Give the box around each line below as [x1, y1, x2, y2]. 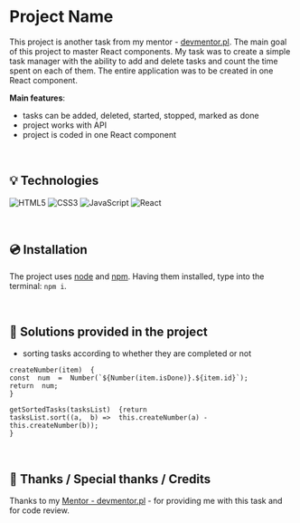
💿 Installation [9, 242, 88, 257]
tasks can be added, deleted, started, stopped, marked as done [22, 110, 259, 121]
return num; [9, 382, 59, 391]
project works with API [22, 120, 107, 131]
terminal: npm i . [9, 280, 68, 291]
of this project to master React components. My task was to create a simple [9, 45, 291, 56]
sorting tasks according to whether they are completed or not [22, 348, 251, 359]
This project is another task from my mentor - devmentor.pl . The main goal [9, 36, 287, 47]
